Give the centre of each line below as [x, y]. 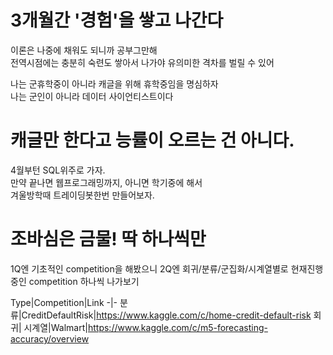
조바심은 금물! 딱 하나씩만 [108, 239]
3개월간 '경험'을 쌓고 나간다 [117, 20]
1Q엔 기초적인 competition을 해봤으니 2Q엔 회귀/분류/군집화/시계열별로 [149, 268]
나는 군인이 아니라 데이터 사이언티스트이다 [92, 96]
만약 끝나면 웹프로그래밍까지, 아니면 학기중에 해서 [106, 182]
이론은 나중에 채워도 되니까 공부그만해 [84, 50]
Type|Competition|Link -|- [64, 302]
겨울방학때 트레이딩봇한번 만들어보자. [82, 195]
